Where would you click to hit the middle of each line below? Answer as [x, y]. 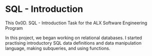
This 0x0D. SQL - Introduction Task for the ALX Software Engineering [76, 23]
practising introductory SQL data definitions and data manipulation [74, 43]
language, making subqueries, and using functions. [58, 48]
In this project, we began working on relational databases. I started [74, 38]
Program [14, 28]
